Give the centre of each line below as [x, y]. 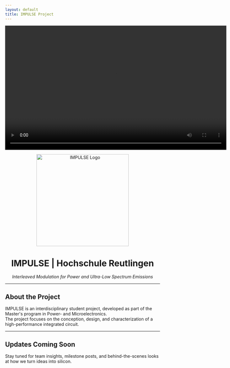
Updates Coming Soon [40, 344]
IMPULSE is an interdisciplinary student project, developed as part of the [79, 309]
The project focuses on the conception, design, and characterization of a [79, 319]
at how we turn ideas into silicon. [39, 362]
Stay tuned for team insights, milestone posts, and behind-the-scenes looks [82, 356]
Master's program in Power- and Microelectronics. [56, 314]
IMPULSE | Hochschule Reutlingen [83, 263]
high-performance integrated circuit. [42, 324]
